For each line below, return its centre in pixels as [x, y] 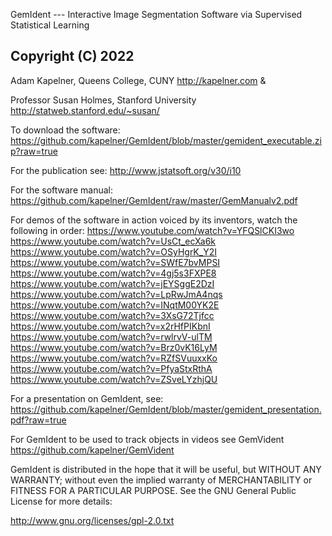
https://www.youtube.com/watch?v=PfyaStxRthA [111, 368]
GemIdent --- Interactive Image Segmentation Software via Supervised [156, 14]
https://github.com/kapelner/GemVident [92, 450]
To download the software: [65, 130]
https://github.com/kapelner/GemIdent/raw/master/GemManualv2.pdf [154, 200]
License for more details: [61, 501]
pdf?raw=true [38, 420]
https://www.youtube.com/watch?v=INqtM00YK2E [115, 305]
